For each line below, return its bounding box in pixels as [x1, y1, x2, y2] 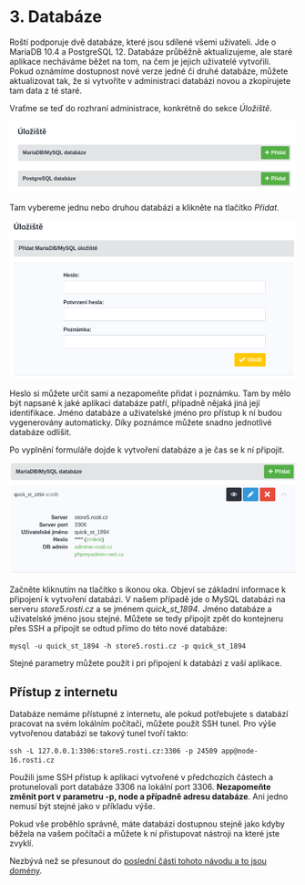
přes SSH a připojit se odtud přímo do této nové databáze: [9, 623, 228, 634]
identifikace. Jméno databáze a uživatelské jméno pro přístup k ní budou [9, 407, 282, 418]
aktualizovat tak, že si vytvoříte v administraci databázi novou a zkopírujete [9, 75, 291, 86]
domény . [9, 865, 43, 877]
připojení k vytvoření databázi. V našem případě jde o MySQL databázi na [9, 594, 286, 605]
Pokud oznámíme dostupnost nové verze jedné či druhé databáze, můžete [9, 66, 289, 77]
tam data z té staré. [9, 85, 82, 96]
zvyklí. [9, 838, 35, 849]
